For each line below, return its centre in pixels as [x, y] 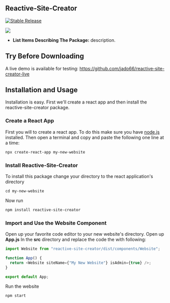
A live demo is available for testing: [42, 68]
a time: [12, 143]
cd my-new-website [25, 191]
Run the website [22, 286]
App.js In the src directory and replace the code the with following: [76, 240]
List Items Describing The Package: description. [64, 40]
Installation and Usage [41, 90]
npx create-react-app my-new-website [45, 152]
